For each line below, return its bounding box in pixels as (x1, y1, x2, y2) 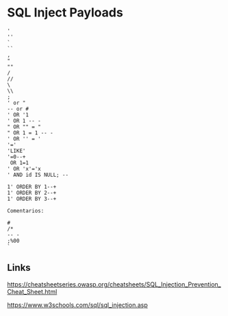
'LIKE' (7, 147, 26, 154)
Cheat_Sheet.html (7, 287, 58, 295)
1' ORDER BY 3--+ (7, 195, 57, 202)
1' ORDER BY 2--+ (7, 189, 57, 196)
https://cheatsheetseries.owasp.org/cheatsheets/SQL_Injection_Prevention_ (7, 280, 221, 289)
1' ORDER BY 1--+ (7, 183, 57, 190)
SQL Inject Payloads (7, 5, 123, 21)
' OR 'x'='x (7, 165, 41, 172)
